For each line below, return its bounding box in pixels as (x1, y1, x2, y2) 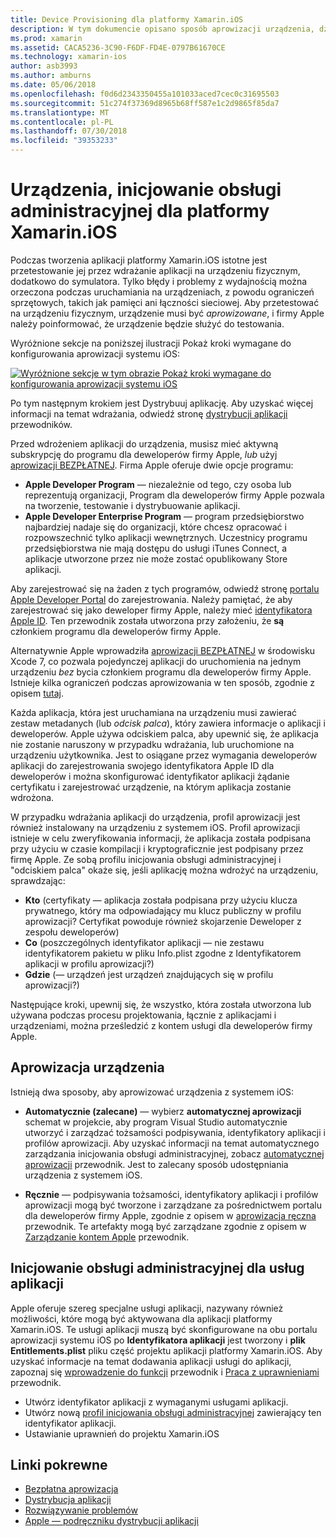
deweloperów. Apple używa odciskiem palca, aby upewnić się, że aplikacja (10, 727, 319, 740)
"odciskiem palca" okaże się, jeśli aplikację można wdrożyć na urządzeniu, (10, 864, 319, 876)
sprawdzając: (10, 874, 66, 886)
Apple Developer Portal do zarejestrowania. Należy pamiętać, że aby (10, 593, 293, 605)
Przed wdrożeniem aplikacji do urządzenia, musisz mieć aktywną (10, 437, 279, 450)
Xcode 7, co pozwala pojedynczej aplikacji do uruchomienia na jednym (10, 655, 302, 667)
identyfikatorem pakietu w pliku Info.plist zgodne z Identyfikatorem (24, 947, 302, 959)
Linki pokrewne (10, 1456, 108, 1473)
